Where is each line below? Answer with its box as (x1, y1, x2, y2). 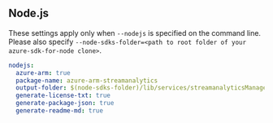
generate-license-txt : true (15, 91, 111, 100)
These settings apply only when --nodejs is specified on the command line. (8, 28, 262, 37)
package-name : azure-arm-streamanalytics (15, 77, 158, 85)
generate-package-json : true (15, 99, 115, 108)
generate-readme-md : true (15, 107, 104, 115)
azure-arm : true (15, 68, 71, 77)
